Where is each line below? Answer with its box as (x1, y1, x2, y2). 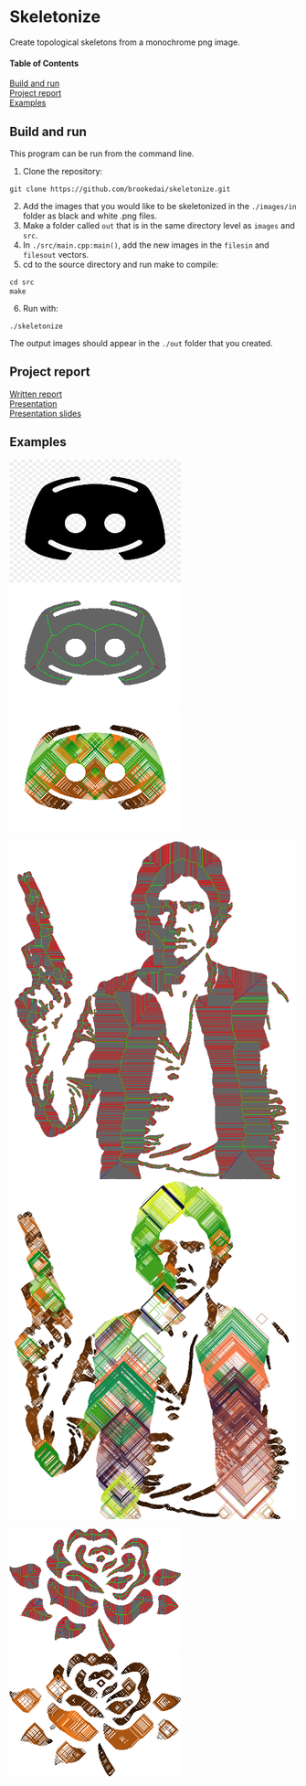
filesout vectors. (22, 249, 90, 260)
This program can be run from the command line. (9, 148, 195, 159)
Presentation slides (9, 408, 82, 419)
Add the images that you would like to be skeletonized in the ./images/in (22, 200, 297, 211)
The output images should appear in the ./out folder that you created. (9, 337, 273, 348)
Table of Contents (9, 58, 79, 69)
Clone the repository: (22, 165, 103, 176)
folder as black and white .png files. (22, 210, 158, 221)
